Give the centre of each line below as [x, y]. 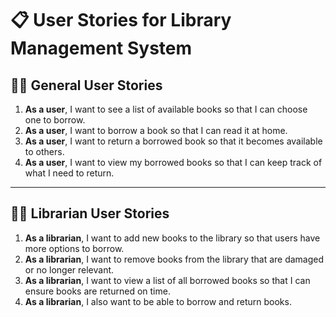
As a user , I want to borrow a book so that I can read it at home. [156, 130]
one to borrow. [55, 120]
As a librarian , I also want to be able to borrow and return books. [158, 301]
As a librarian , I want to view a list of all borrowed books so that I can [167, 280]
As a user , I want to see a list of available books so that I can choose [166, 109]
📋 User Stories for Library [121, 20]
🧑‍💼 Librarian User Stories [90, 213]
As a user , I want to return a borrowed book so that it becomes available [173, 141]
